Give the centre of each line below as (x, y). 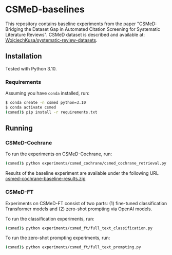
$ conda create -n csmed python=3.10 (46, 103)
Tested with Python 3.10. (31, 68)
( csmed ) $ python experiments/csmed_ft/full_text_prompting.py (73, 247)
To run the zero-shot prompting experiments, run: (58, 238)
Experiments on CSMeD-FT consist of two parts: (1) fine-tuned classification (86, 203)
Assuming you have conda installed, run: (47, 93)
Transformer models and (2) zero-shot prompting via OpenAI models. (79, 209)
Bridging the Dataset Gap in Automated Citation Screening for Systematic (83, 29)
